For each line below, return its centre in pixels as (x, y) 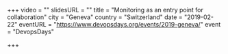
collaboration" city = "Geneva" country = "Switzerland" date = (95, 17)
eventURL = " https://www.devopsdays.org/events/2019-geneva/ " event (120, 24)
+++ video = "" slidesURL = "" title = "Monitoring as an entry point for (105, 10)
